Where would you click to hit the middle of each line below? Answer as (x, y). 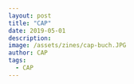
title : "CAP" (30, 23)
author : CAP (28, 53)
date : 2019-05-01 (37, 30)
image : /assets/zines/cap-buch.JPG (67, 46)
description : (30, 38)
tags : (17, 61)
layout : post (30, 16)
